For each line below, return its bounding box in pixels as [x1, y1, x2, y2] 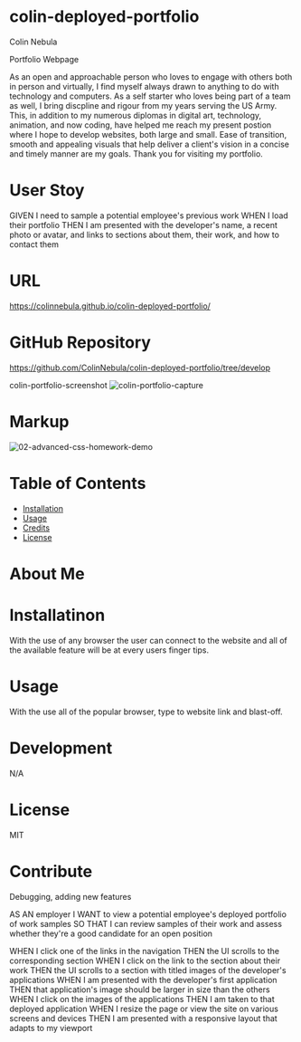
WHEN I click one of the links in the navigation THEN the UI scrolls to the [9, 945, 280, 956]
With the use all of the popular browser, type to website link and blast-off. [9, 706, 283, 717]
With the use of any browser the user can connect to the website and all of [9, 635, 287, 645]
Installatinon [9, 605, 106, 626]
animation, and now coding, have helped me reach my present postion [9, 119, 272, 130]
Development [9, 738, 113, 758]
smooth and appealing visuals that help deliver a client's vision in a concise [9, 139, 289, 149]
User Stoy [9, 180, 85, 201]
